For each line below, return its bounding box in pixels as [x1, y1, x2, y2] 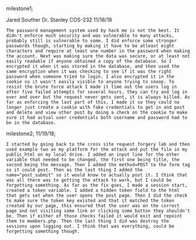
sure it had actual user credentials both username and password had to [6, 115, 188, 121]
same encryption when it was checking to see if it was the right [6, 68, 172, 74]
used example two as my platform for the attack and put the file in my [6, 146, 188, 152]
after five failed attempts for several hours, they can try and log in [6, 89, 188, 95]
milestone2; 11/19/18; [6, 130, 56, 137]
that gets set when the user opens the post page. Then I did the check [6, 193, 188, 198]
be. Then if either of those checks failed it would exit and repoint [6, 213, 183, 219]
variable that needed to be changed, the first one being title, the [6, 157, 180, 163]
